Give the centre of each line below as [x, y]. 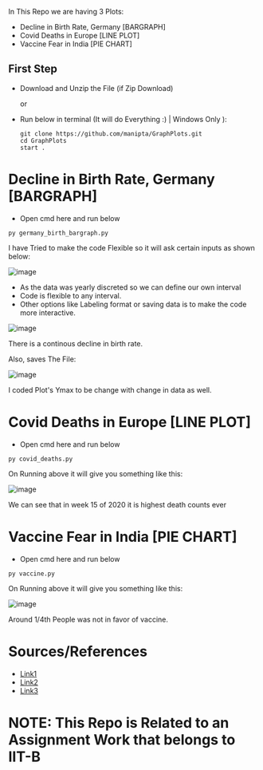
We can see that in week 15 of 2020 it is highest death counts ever [118, 504]
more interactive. [47, 312]
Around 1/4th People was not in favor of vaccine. [88, 619]
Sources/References [78, 652]
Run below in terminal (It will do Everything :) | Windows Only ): [123, 119]
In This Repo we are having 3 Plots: [66, 12]
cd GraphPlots [43, 140]
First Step [33, 69]
